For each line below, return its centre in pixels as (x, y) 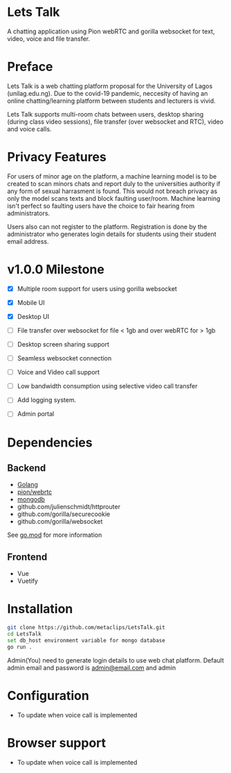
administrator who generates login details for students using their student (112, 234)
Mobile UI (31, 302)
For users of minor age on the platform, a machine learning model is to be (112, 176)
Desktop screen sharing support (63, 344)
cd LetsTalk (24, 634)
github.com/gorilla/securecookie (64, 514)
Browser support (57, 743)
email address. (28, 241)
